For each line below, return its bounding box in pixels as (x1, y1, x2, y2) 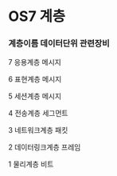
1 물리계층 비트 (8, 159, 54, 169)
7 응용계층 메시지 (8, 58, 61, 67)
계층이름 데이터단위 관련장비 (8, 38, 110, 49)
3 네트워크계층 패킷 (8, 126, 68, 135)
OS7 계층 (8, 7, 66, 26)
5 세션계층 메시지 (8, 91, 62, 101)
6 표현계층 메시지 (8, 74, 62, 84)
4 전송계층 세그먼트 (8, 109, 68, 118)
